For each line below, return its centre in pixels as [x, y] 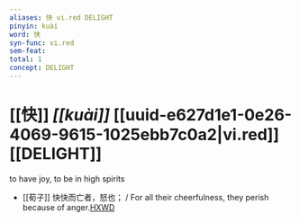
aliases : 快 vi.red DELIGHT [61, 18]
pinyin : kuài [34, 26]
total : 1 [26, 59]
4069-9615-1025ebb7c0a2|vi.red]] [144, 135]
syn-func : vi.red [42, 43]
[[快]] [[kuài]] [60, 115]
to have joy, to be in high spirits [67, 178]
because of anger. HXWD [68, 207]
